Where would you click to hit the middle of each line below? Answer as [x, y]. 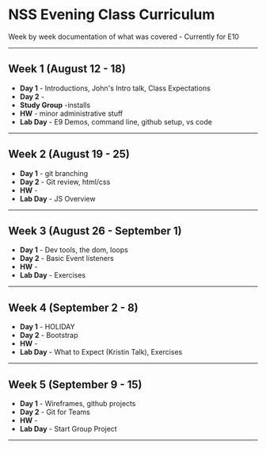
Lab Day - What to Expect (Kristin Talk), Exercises [101, 352]
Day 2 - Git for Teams [55, 412]
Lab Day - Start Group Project [68, 429]
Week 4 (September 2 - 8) [73, 307]
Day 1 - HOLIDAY [47, 327]
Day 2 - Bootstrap [49, 336]
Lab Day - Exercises [53, 275]
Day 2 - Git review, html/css [65, 182]
